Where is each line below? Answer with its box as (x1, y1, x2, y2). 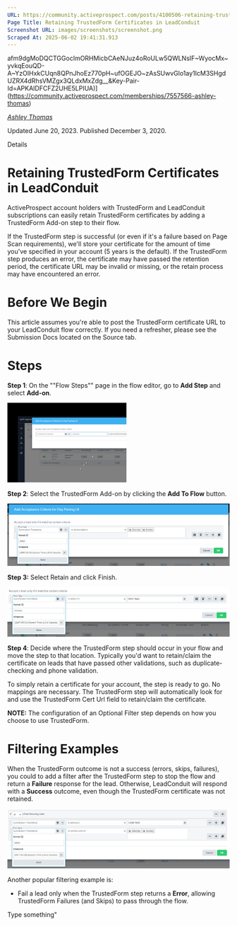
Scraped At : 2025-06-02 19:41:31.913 (7, 34, 119, 41)
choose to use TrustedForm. (7, 717, 90, 725)
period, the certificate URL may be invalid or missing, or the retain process (7, 262, 224, 271)
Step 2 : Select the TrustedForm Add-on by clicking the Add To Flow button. (7, 490, 227, 498)
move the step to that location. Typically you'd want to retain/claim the (7, 652, 212, 660)
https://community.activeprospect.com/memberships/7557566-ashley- (9, 92, 217, 100)
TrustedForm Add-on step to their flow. (7, 219, 121, 227)
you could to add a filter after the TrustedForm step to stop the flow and (7, 772, 216, 780)
